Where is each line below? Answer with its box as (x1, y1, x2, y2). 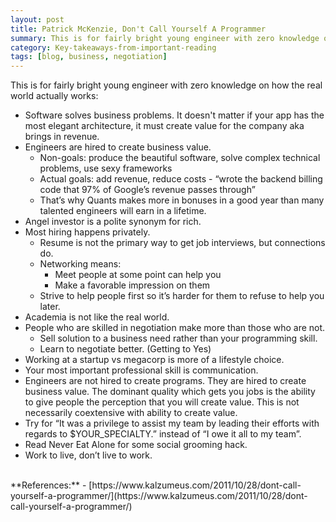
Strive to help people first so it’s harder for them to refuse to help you (39, 290, 325, 302)
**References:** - (10, 479, 87, 491)
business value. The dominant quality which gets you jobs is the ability (24, 386, 316, 398)
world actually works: (10, 90, 99, 102)
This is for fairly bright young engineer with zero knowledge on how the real (10, 79, 323, 91)
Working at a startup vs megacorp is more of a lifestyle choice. (24, 354, 285, 366)
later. (39, 301, 61, 313)
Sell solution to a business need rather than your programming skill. (39, 332, 318, 345)
